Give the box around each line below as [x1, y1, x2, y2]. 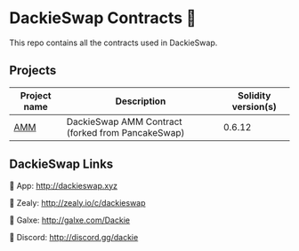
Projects [9, 63, 57, 78]
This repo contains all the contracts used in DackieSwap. [9, 37, 218, 48]
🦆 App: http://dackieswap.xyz [9, 180, 118, 191]
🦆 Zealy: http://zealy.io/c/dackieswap [9, 197, 146, 208]
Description [115, 95, 166, 107]
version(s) [231, 100, 278, 113]
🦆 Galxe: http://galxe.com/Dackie [9, 215, 131, 225]
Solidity [237, 89, 271, 101]
